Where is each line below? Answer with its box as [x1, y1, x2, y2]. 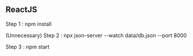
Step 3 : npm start [5, 43, 50, 50]
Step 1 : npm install [5, 20, 52, 27]
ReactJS [5, 5, 38, 15]
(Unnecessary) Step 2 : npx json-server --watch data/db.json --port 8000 [5, 32, 187, 39]
